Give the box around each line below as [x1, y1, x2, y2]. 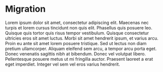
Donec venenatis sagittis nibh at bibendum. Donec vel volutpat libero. [5, 50, 146, 57]
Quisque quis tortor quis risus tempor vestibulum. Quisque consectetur [5, 30, 149, 36]
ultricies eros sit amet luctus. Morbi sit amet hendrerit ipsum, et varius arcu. [5, 35, 159, 41]
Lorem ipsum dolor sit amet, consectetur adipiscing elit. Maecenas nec [5, 20, 149, 25]
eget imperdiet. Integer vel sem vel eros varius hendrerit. [5, 61, 120, 67]
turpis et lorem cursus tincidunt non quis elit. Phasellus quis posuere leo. [5, 24, 153, 30]
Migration [5, 3, 46, 15]
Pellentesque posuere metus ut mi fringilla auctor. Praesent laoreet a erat [5, 56, 154, 62]
